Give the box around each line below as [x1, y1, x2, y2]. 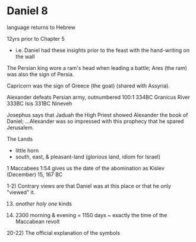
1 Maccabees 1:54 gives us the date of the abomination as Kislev [7, 164, 165, 172]
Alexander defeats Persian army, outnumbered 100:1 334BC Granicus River [7, 93, 191, 101]
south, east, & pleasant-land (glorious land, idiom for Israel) [15, 153, 161, 160]
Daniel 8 [7, 4, 48, 18]
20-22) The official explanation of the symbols [7, 229, 121, 236]
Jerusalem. [7, 124, 34, 131]
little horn [15, 147, 39, 154]
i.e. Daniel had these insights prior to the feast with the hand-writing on [15, 46, 189, 54]
